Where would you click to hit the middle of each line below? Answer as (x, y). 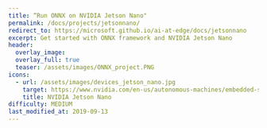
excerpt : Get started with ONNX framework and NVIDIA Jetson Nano (120, 38)
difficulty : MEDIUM (41, 104)
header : (21, 45)
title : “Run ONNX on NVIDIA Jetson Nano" (78, 16)
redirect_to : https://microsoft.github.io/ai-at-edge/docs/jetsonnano (128, 30)
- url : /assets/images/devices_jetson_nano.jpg (96, 82)
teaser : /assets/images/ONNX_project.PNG (85, 68)
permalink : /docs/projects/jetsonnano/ (74, 23)
